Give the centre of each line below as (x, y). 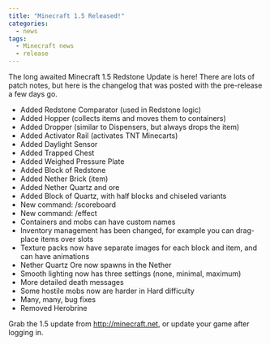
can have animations (55, 256)
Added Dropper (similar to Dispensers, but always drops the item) (130, 127)
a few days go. (33, 94)
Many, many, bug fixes (58, 300)
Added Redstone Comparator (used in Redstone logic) (110, 110)
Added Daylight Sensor (59, 144)
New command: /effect (58, 213)
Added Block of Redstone (63, 170)
